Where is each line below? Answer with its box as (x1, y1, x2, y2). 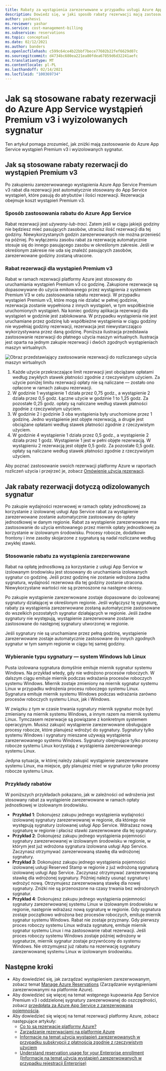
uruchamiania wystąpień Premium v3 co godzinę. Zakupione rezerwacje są (5, 281, 158, 287)
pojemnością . (12, 1008, 40, 1014)
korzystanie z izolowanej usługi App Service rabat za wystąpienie (5, 509, 138, 515)
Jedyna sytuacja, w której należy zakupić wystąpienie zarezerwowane (5, 757, 148, 763)
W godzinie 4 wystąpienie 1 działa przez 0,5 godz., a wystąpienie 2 (12, 432, 149, 438)
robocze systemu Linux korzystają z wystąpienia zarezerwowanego (5, 743, 143, 749)
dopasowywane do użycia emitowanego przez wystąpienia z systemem (5, 287, 152, 293)
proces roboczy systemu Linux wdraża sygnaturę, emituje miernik (12, 922, 147, 928)
